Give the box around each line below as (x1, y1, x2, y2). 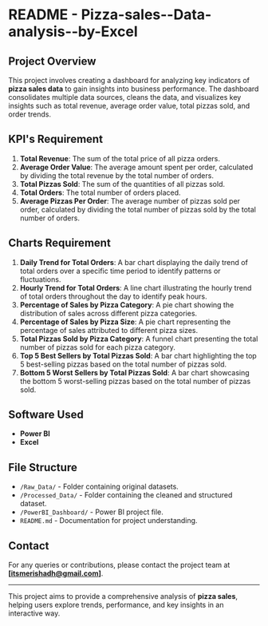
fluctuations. (19, 274, 61, 284)
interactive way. (8, 608, 61, 618)
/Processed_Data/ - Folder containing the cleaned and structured (19, 490, 233, 500)
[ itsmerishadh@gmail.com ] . (8, 569, 104, 578)
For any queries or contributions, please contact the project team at (8, 561, 231, 570)
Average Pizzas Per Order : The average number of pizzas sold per (19, 196, 241, 205)
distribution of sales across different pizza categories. (19, 308, 198, 318)
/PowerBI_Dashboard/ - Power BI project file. (19, 507, 164, 517)
